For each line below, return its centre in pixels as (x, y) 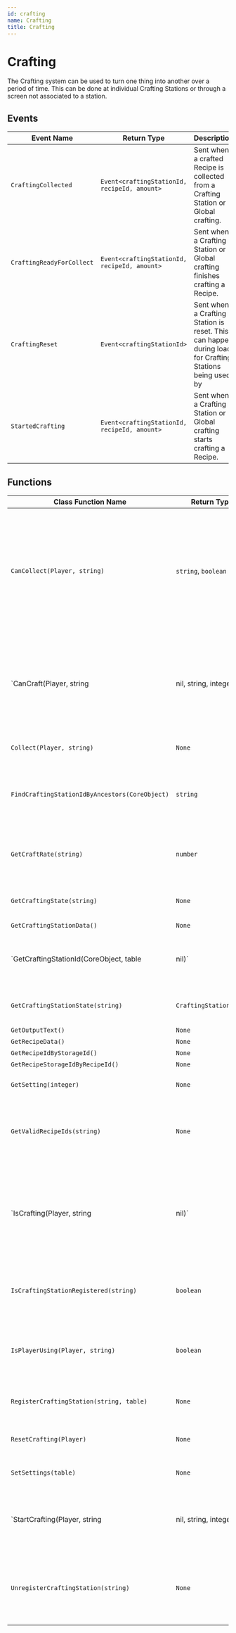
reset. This (211, 332)
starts (203, 439)
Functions (30, 482)
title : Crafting (31, 27)
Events (23, 118)
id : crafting (26, 14)
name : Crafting (29, 20)
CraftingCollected (41, 185)
